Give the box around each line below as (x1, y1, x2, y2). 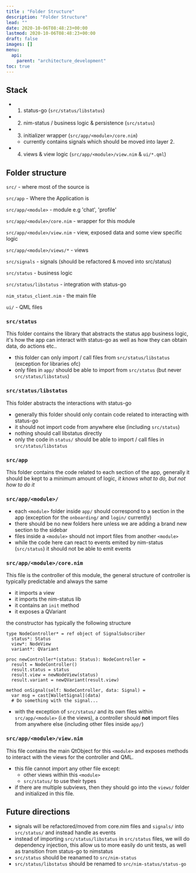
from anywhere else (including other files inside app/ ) (14, 721, 144, 728)
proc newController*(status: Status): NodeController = (6, 657, 146, 662)
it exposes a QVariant (14, 608, 66, 615)
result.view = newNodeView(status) (11, 672, 99, 678)
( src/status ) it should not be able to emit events (14, 545, 131, 552)
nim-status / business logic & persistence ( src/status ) (23, 119, 156, 126)
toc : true (6, 63, 31, 69)
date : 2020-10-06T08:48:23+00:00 (6, 25, 88, 31)
